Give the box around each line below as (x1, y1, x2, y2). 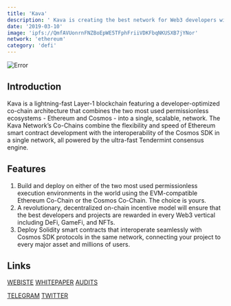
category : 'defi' (7, 42, 57, 49)
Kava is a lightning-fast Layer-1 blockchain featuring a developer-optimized (7, 99, 220, 108)
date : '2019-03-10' (7, 23, 63, 30)
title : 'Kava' (7, 10, 48, 17)
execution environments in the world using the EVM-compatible (16, 189, 198, 197)
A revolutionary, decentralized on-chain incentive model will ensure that (16, 203, 221, 212)
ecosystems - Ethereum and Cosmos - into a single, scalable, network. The (7, 114, 221, 122)
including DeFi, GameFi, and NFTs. (16, 218, 115, 226)
